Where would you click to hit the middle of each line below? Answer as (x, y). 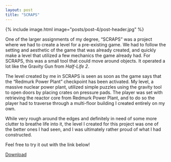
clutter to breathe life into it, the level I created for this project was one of (82, 124)
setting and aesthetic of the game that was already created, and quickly (81, 50)
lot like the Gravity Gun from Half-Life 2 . (47, 66)
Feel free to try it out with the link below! (48, 144)
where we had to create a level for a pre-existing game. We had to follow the (86, 44)
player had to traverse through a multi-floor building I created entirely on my (85, 103)
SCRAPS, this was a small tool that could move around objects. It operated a (85, 61)
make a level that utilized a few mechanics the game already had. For (78, 55)
